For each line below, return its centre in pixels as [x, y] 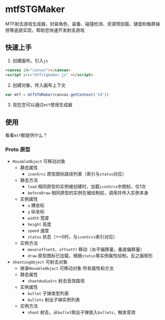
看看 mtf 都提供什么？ [26, 135]
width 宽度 [38, 218]
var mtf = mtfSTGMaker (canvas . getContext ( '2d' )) [57, 95]
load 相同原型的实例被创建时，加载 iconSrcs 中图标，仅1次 [87, 187]
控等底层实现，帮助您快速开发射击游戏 [45, 30]
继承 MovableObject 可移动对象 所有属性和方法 [67, 268]
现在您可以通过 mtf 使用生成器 [43, 105]
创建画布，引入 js [30, 60]
